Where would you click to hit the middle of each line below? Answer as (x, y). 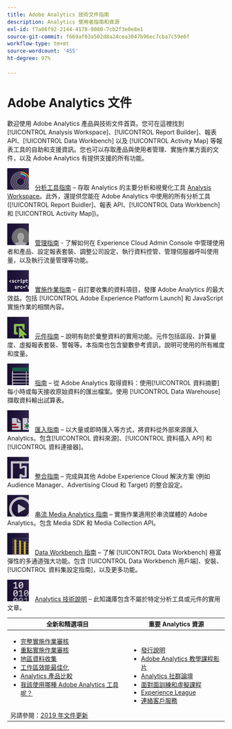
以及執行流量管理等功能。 (55, 260)
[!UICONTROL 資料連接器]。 (47, 447)
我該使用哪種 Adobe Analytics (63, 685)
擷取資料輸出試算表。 (37, 400)
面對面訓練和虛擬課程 (172, 685)
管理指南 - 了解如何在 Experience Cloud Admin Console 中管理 (124, 243)
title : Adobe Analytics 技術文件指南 (58, 15)
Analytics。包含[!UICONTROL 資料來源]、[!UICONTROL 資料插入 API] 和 (109, 438)
